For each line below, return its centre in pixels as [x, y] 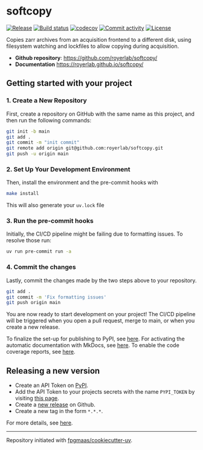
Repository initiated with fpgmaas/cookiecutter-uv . [69, 440]
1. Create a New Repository [47, 101]
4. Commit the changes [41, 267]
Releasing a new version [53, 371]
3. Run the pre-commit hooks [50, 221]
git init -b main [28, 131]
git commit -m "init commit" [43, 143]
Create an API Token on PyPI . [52, 385]
